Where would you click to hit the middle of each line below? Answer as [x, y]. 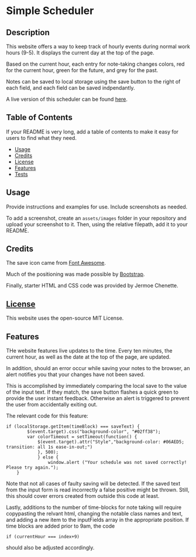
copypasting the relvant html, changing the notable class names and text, [94, 514]
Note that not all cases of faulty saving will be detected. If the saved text [93, 484]
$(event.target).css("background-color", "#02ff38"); [94, 432]
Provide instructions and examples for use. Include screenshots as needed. [97, 207]
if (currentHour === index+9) [43, 537]
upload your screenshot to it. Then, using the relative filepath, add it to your [97, 224]
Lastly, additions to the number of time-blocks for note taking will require [94, 507]
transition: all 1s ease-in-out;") [49, 447]
